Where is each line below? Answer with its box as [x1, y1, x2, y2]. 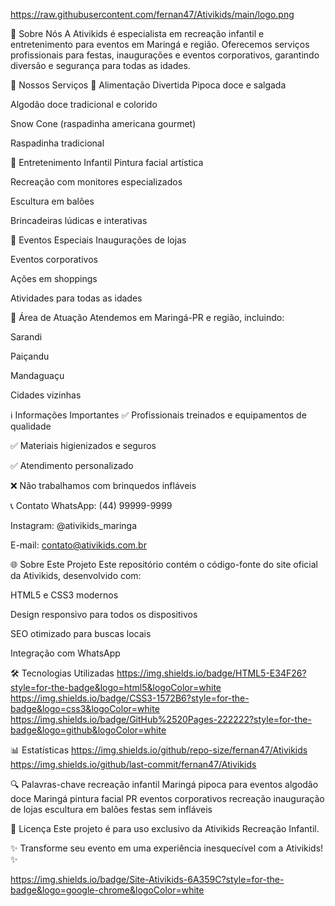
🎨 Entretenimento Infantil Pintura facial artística [10, 157, 204, 168]
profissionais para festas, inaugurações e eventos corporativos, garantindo [10, 49, 320, 61]
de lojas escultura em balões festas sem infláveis [10, 804, 213, 815]
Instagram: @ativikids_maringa [10, 520, 138, 531]
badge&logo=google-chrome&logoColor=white [10, 884, 205, 896]
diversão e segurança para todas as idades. [10, 60, 191, 71]
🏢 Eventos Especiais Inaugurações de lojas [10, 234, 187, 246]
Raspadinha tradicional [10, 137, 105, 149]
